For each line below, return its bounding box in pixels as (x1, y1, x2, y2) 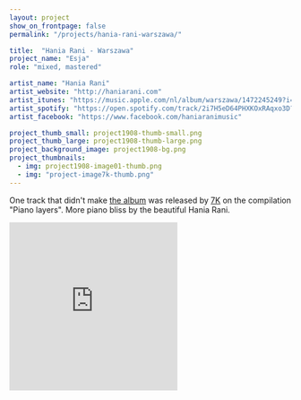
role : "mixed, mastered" (9, 63, 102, 72)
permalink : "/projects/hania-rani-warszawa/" (9, 30, 182, 39)
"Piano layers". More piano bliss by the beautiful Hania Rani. (9, 204, 230, 215)
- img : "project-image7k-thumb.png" (17, 170, 154, 179)
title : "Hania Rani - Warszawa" (9, 46, 134, 55)
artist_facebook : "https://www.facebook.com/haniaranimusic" (9, 112, 243, 121)
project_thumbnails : (9, 153, 87, 162)
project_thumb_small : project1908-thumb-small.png (9, 128, 202, 137)
